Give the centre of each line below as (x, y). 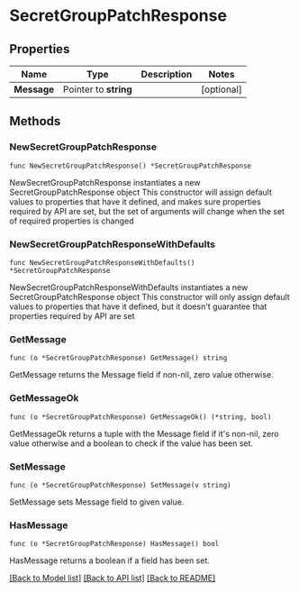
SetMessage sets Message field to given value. (97, 502)
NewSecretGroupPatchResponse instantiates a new (105, 182)
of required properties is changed (72, 221)
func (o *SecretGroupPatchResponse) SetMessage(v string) (120, 485)
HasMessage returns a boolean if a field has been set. (109, 560)
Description (167, 74)
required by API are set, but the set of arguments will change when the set (147, 211)
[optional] (222, 89)
